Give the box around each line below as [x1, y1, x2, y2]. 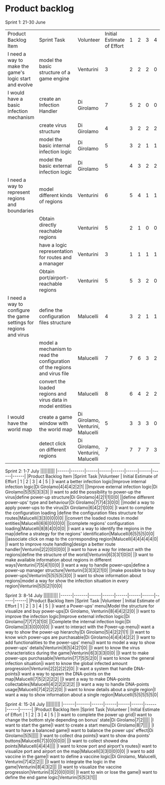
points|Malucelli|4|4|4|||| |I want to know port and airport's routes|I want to [5, 743, 157, 749]
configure [7, 307, 30, 314]
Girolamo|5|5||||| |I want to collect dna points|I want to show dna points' [5, 732, 151, 738]
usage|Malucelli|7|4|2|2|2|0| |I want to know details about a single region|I [5, 686, 156, 692]
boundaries [7, 207, 34, 214]
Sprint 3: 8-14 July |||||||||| [5, 592, 58, 598]
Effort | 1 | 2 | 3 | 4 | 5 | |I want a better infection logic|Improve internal [5, 478, 146, 484]
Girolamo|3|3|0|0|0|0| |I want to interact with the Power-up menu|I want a [5, 624, 155, 630]
